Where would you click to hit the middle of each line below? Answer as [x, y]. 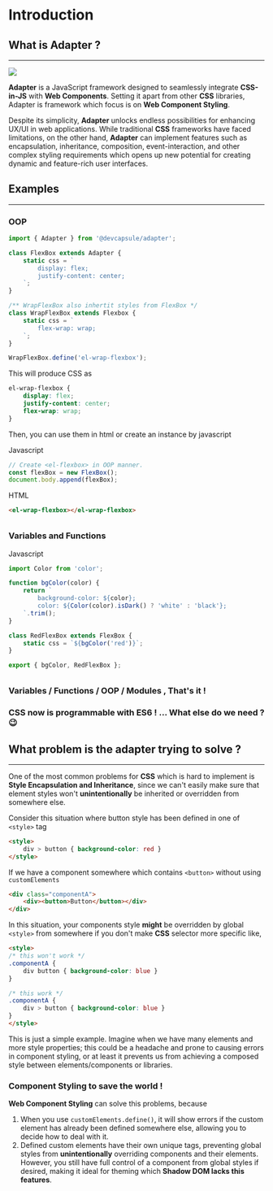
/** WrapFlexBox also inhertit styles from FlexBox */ [103, 306]
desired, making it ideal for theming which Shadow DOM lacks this [132, 1171]
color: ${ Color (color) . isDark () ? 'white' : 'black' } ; [132, 606]
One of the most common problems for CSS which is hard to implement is [132, 776]
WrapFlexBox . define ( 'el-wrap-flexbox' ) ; [78, 358]
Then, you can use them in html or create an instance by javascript [120, 434]
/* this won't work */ [47, 956]
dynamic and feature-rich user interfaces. [78, 163]
